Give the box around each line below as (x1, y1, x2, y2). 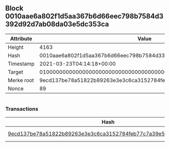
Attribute (10, 35, 32, 42)
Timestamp (8, 60, 35, 67)
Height (8, 43, 24, 50)
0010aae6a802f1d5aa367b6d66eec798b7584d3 (5, 12, 163, 21)
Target (8, 68, 24, 75)
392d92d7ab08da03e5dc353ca (5, 20, 109, 28)
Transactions (5, 105, 39, 112)
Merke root (8, 76, 34, 83)
